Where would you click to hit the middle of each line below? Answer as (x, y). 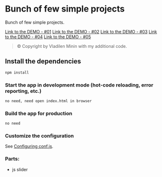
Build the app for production (39, 113)
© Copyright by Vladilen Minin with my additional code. (72, 46)
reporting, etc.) (23, 91)
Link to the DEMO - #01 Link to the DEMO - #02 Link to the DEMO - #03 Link (81, 31)
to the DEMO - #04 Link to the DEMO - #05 (48, 37)
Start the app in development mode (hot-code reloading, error (79, 85)
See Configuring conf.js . (29, 147)
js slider (20, 169)
